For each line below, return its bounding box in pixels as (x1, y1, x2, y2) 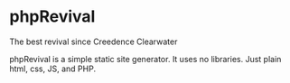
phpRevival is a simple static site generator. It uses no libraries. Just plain (9, 53, 282, 64)
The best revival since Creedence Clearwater (9, 36, 178, 47)
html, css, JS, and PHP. (9, 63, 97, 74)
